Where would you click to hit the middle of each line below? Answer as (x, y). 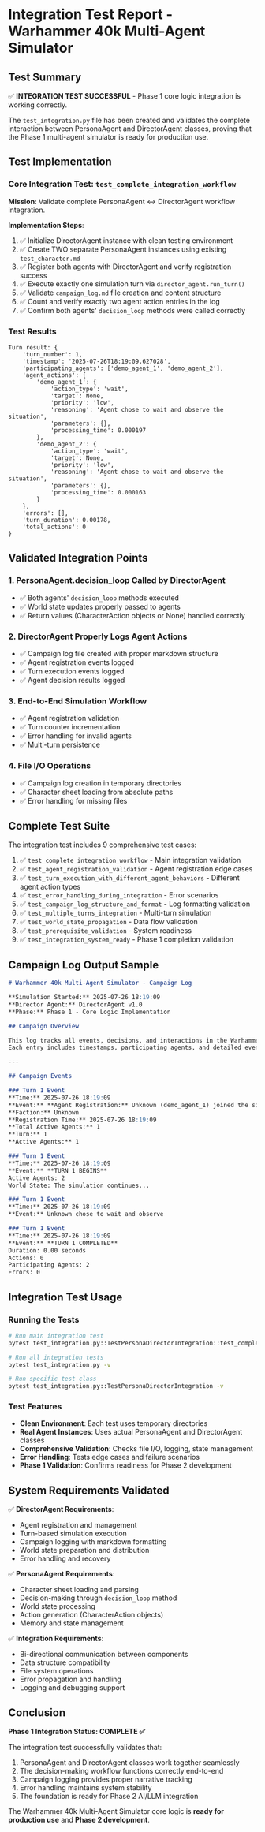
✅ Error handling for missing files (73, 800)
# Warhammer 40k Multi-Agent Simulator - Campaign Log (100, 983)
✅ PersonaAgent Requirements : (62, 1574)
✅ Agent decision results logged (72, 680)
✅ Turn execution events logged (72, 671)
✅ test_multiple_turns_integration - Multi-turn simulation (116, 913)
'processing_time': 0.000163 (98, 492)
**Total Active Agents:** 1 (54, 1127)
